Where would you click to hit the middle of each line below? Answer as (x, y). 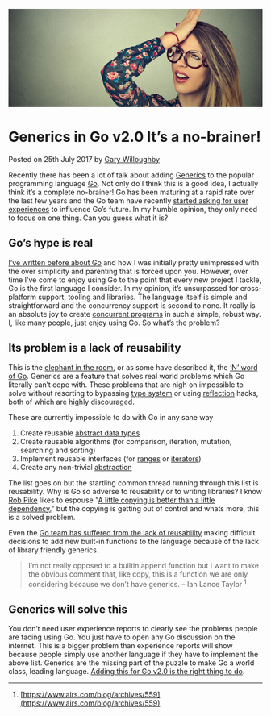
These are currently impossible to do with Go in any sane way (111, 417)
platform (22, 297)
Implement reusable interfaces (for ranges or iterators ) (110, 458)
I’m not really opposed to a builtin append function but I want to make (144, 565)
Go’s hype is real (51, 243)
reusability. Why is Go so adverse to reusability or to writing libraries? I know (135, 491)
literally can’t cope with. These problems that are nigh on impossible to (126, 385)
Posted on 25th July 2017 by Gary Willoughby (84, 159)
